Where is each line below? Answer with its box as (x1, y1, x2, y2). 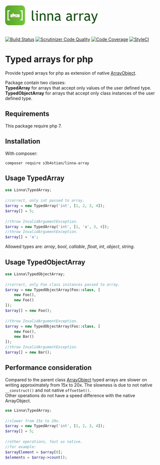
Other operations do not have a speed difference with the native (5, 392, 136, 398)
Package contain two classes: (5, 80, 66, 86)
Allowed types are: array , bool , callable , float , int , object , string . (5, 243, 135, 250)
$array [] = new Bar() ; (5, 350, 52, 355)
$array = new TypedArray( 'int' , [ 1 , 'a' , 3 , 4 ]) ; (5, 224, 110, 229)
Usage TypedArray (5, 174, 65, 182)
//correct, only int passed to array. (5, 198, 85, 203)
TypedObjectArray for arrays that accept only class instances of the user (5, 90, 156, 96)
